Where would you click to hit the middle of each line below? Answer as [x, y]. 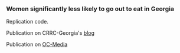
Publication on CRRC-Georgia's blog [50, 33]
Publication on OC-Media [37, 44]
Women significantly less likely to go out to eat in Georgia [90, 9]
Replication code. [27, 22]
